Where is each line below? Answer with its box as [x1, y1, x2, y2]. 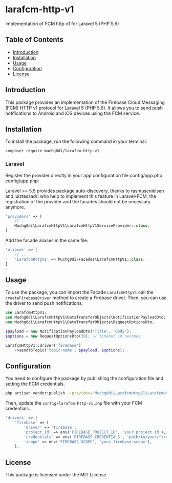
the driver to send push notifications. [5, 300, 83, 306]
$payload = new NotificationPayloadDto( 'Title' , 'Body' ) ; [5, 329, 132, 334]
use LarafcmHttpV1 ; [5, 310, 47, 316]
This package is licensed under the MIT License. [5, 472, 107, 478]
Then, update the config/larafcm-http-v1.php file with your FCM [5, 400, 142, 406]
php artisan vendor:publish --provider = [5, 391, 93, 396]
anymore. [5, 204, 26, 210]
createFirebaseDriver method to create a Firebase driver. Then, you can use [5, 295, 167, 301]
